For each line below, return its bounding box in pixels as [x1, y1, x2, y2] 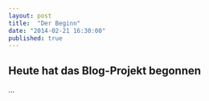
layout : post [8, 11, 52, 20]
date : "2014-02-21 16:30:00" [8, 26, 106, 34]
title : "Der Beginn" [8, 19, 81, 27]
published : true [8, 34, 63, 42]
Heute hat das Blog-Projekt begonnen [8, 63, 202, 77]
